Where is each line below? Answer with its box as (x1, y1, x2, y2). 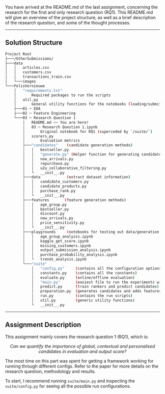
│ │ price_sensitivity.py (23, 220, 84, 225)
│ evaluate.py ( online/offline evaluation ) (31, 275, 135, 280)
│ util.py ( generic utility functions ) (31, 298, 135, 303)
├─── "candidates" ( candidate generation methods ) (23, 143, 133, 148)
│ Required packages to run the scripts (14, 93, 111, 98)
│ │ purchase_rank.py (23, 188, 76, 193)
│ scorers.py (23, 133, 54, 139)
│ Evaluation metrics (23, 138, 80, 143)
